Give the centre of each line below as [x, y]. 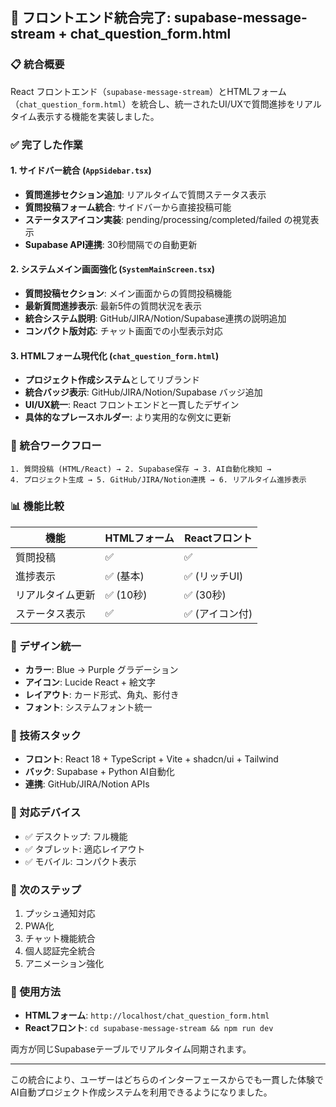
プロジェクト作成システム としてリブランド [112, 380]
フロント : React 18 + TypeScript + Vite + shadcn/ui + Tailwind [151, 759]
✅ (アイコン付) [218, 613]
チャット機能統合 [60, 938]
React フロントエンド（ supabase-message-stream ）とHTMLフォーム [148, 91]
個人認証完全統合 [60, 951]
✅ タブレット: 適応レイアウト [85, 849]
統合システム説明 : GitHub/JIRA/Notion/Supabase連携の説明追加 [155, 319]
